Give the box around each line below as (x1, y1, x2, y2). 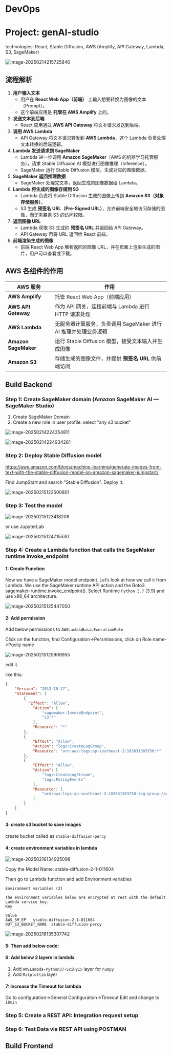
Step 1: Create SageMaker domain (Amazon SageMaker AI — (5, 396, 159, 403)
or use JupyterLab (5, 523, 45, 530)
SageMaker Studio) (5, 402, 55, 409)
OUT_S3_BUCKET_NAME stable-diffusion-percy (5, 922, 102, 927)
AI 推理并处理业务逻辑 (54, 328, 107, 335)
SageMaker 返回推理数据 (12, 173, 66, 179)
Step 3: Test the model (5, 502, 63, 509)
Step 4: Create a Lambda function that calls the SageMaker (5, 546, 155, 553)
